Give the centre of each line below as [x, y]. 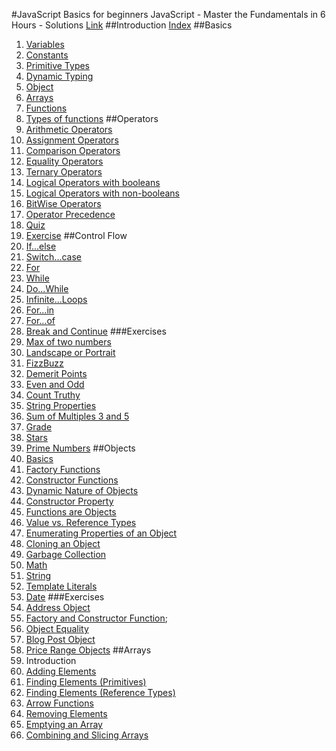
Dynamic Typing [59, 76]
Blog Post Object [60, 639]
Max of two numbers [68, 342]
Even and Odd [55, 384]
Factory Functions [63, 469]
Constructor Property [69, 501]
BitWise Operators [63, 203]
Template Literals [61, 586]
